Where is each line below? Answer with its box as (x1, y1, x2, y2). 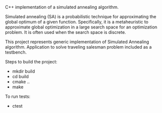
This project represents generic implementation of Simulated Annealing (5, 39, 149, 45)
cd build (12, 74, 29, 79)
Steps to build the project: (5, 59, 57, 64)
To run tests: (5, 93, 30, 99)
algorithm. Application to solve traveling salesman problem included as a (5, 44, 152, 50)
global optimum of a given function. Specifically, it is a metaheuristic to (5, 19, 149, 25)
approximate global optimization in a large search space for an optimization (5, 24, 158, 30)
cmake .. (12, 79, 30, 85)
